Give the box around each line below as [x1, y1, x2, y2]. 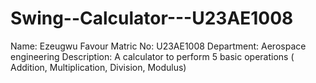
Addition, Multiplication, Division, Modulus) [10, 61, 187, 73]
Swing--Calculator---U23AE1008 [10, 7, 294, 30]
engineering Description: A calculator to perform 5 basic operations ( [10, 50, 295, 62]
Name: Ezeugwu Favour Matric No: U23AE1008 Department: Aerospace [10, 40, 307, 52]
